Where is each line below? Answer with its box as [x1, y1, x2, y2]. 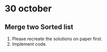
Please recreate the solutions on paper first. [11, 36, 103, 42]
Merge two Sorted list [4, 23, 73, 31]
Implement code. [11, 41, 47, 47]
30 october [4, 3, 52, 14]
